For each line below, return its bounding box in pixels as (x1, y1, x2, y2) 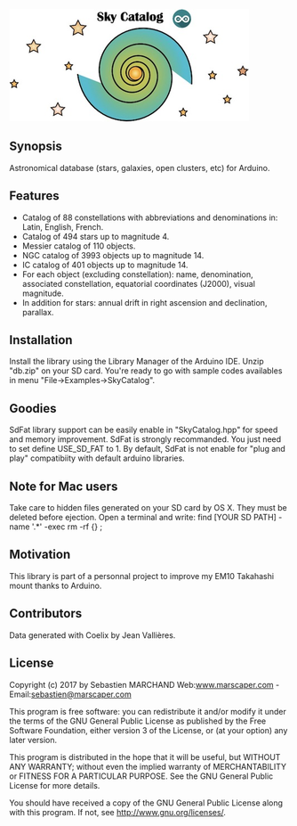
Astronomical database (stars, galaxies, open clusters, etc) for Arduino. (9, 162, 270, 173)
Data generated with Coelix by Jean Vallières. (9, 629, 176, 641)
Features (9, 188, 60, 204)
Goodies (9, 401, 57, 416)
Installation (9, 332, 73, 348)
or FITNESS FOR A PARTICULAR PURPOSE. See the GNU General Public (9, 771, 274, 781)
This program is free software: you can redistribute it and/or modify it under (9, 706, 286, 716)
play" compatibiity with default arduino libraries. (9, 453, 185, 463)
